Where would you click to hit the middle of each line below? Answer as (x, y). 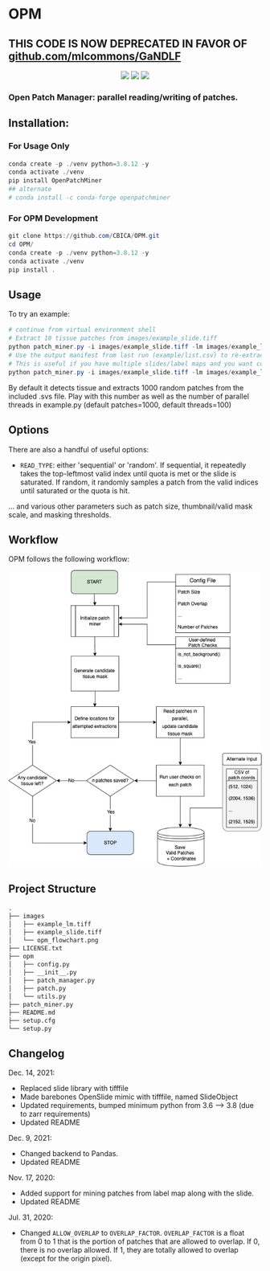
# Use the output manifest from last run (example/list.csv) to (118, 356)
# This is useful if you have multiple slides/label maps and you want (131, 364)
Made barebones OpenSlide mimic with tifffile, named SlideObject (129, 1097)
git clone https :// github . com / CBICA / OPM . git (84, 236)
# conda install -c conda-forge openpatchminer (90, 198)
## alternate (30, 190)
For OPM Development (53, 218)
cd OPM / (21, 245)
